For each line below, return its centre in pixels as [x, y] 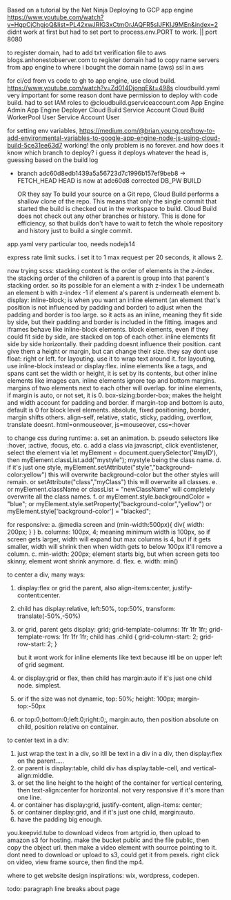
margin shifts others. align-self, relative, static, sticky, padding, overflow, [110, 417]
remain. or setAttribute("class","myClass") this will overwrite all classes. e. [112, 482]
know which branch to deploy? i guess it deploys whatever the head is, [108, 152]
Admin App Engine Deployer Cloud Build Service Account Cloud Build [106, 110]
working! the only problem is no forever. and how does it [144, 145]
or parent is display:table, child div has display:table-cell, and [104, 768]
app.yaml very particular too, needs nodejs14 [71, 244]
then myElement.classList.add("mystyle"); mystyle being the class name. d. [114, 460]
